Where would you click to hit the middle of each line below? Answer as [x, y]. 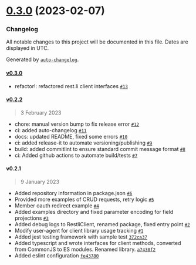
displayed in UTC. [28, 48]
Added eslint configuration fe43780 [57, 256]
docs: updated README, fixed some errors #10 [71, 136]
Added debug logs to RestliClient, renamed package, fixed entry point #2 [102, 224]
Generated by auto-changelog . [43, 59]
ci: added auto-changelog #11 [50, 130]
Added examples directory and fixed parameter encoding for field [94, 212]
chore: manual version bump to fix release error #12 [77, 124]
